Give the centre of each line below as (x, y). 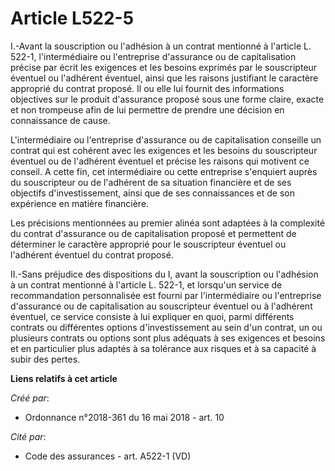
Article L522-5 (72, 18)
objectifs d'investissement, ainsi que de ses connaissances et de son (152, 193)
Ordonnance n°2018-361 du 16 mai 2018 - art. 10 (124, 417)
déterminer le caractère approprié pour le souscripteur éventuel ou (148, 244)
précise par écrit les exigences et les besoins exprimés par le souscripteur (164, 67)
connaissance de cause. (60, 120)
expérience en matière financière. (80, 203)
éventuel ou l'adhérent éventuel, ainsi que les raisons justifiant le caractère (164, 78)
